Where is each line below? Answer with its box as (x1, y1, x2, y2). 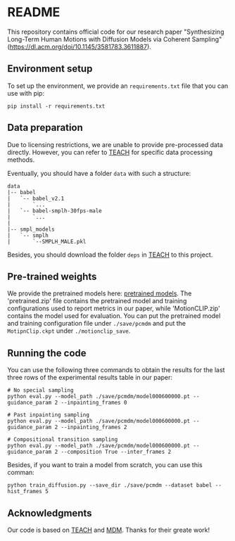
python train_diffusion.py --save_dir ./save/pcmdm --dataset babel (7, 482, 212, 489)
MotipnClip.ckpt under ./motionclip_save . (7, 326, 131, 335)
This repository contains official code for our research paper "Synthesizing (7, 27, 224, 36)
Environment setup (7, 63, 93, 75)
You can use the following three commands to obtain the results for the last (7, 366, 225, 374)
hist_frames (7, 488, 42, 495)
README (7, 4, 61, 20)
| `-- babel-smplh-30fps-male (7, 207, 102, 215)
